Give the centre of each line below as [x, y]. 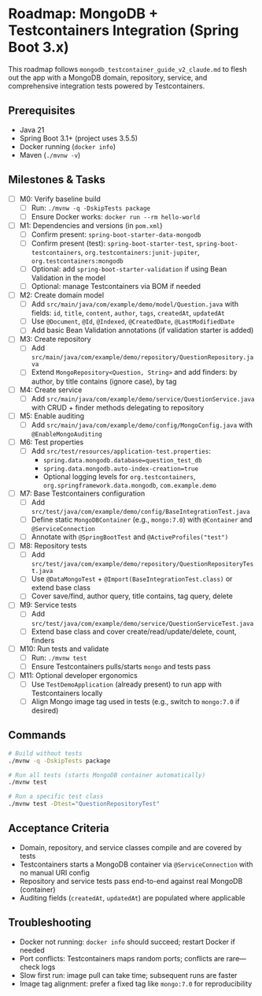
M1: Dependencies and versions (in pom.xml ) [91, 225]
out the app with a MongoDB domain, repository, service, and [108, 77]
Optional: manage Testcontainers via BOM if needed [116, 286]
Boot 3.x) [39, 47]
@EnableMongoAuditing [66, 434]
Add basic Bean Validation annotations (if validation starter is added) [142, 330]
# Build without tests [45, 753]
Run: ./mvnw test [59, 657]
